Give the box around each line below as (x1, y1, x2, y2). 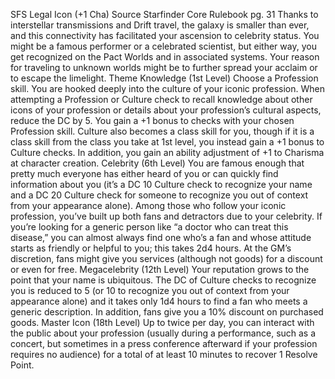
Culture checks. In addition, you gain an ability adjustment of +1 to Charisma (10, 147, 325, 158)
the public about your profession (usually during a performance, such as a (10, 327, 317, 339)
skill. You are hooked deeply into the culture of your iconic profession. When (10, 83, 325, 94)
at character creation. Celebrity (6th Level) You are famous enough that (10, 157, 305, 169)
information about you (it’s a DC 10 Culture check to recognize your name (10, 179, 313, 190)
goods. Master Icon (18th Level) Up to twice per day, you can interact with (10, 317, 315, 328)
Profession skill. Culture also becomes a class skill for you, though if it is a (10, 125, 315, 137)
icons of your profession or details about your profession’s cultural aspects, (10, 104, 322, 116)
